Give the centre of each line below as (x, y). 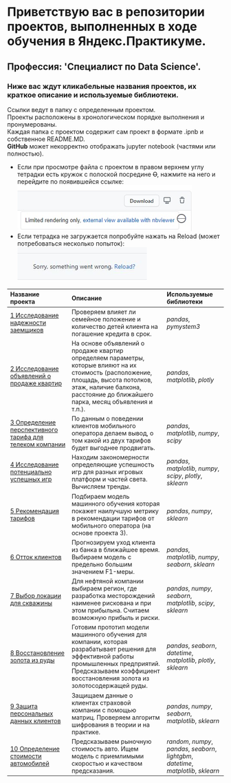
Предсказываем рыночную (111, 741)
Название (25, 294)
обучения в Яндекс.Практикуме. (107, 41)
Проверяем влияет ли (103, 312)
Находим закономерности (110, 458)
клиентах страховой (101, 702)
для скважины (31, 603)
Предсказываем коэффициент (115, 671)
